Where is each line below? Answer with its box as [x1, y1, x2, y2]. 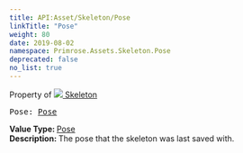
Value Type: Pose [9, 123, 76, 134]
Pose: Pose [9, 106, 58, 117]
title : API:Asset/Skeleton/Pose [9, 13, 130, 22]
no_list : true [9, 64, 63, 73]
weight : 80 [9, 30, 50, 39]
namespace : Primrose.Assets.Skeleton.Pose [9, 47, 171, 56]
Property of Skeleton [9, 89, 97, 100]
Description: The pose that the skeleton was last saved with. [9, 132, 235, 144]
